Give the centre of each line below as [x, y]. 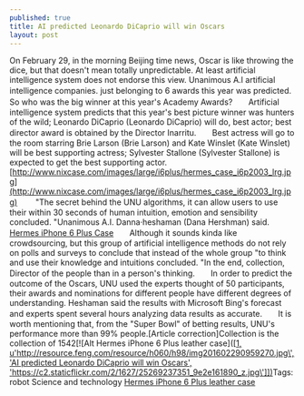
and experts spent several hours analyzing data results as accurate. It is [151, 314]
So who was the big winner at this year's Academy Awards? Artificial [144, 102]
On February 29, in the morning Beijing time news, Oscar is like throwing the [152, 61]
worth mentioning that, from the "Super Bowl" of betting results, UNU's [142, 324]
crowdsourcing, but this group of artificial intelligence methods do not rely [148, 243]
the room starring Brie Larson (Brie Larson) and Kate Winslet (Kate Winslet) [150, 143]
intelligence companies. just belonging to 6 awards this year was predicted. [151, 91]
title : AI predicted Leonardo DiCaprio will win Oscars [117, 26]
